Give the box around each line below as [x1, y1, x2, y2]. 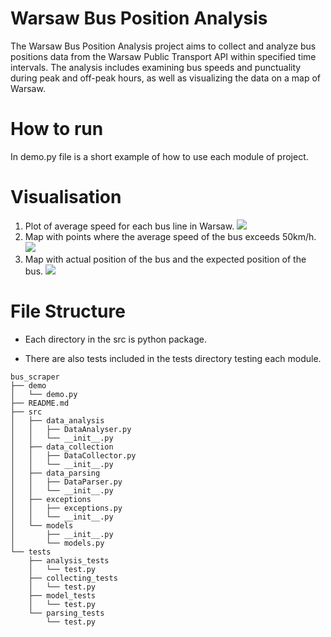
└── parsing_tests [28, 608, 105, 618]
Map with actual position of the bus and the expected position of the [24, 253, 307, 265]
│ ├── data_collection [10, 442, 114, 452]
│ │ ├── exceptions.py [10, 503, 123, 513]
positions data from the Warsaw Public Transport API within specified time [10, 50, 317, 62]
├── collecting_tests [28, 573, 118, 583]
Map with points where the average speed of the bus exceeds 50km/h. [24, 230, 317, 242]
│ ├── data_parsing [10, 468, 101, 478]
